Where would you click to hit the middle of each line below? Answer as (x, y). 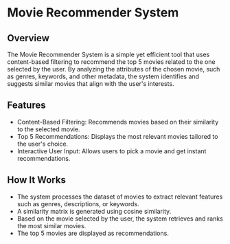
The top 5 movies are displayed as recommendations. (93, 233)
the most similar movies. (51, 225)
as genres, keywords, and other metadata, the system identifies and (103, 76)
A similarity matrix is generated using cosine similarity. (94, 211)
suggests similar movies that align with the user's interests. (91, 84)
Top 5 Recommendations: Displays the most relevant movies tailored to (117, 136)
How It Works (37, 180)
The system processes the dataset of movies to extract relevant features (120, 197)
